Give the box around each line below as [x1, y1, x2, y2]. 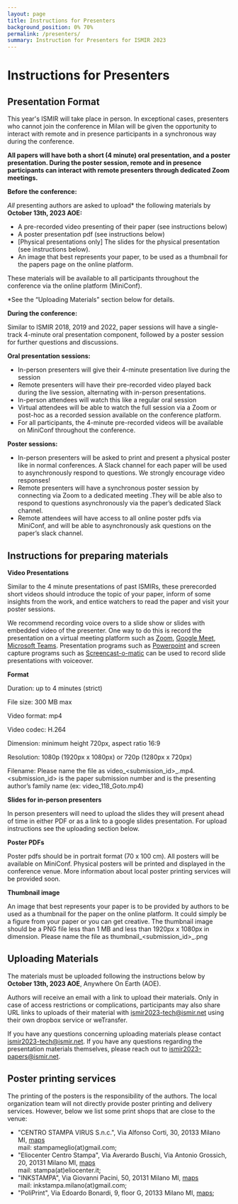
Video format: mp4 [7, 711, 62, 720]
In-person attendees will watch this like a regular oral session [17, 396, 197, 404]
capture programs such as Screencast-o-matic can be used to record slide [7, 648, 226, 657]
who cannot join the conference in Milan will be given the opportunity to [7, 122, 217, 131]
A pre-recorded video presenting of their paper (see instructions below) [17, 222, 228, 231]
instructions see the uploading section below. [7, 824, 140, 832]
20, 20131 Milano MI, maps [17, 1158, 96, 1166]
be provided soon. [7, 874, 61, 883]
